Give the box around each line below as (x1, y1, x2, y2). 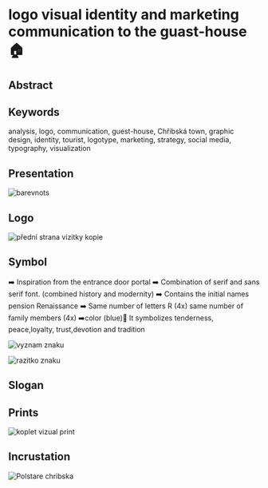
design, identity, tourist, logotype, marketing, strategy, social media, (8, 135, 231, 145)
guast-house (160, 22, 247, 41)
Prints (8, 406, 39, 419)
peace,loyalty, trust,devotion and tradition (8, 324, 145, 334)
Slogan (8, 379, 44, 392)
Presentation (8, 166, 74, 181)
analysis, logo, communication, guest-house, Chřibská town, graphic (8, 126, 235, 137)
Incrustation (8, 450, 71, 464)
